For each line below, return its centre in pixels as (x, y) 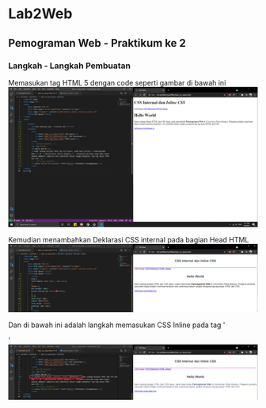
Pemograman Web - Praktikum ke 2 (97, 43)
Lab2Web (40, 14)
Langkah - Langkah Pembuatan (70, 66)
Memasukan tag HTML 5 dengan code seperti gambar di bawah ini (117, 82)
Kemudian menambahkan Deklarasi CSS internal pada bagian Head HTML (129, 240)
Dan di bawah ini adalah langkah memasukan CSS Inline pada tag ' (117, 325)
